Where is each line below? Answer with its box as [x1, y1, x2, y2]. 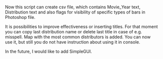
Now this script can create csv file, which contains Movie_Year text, [5, 4, 141, 10]
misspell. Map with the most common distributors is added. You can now [5, 34, 151, 40]
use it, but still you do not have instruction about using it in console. [5, 39, 140, 45]
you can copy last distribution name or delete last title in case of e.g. [5, 29, 142, 34]
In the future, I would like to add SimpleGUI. [5, 48, 92, 54]
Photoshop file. [5, 15, 36, 20]
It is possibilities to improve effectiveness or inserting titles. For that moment [5, 24, 158, 29]
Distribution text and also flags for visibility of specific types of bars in [5, 9, 145, 15]
